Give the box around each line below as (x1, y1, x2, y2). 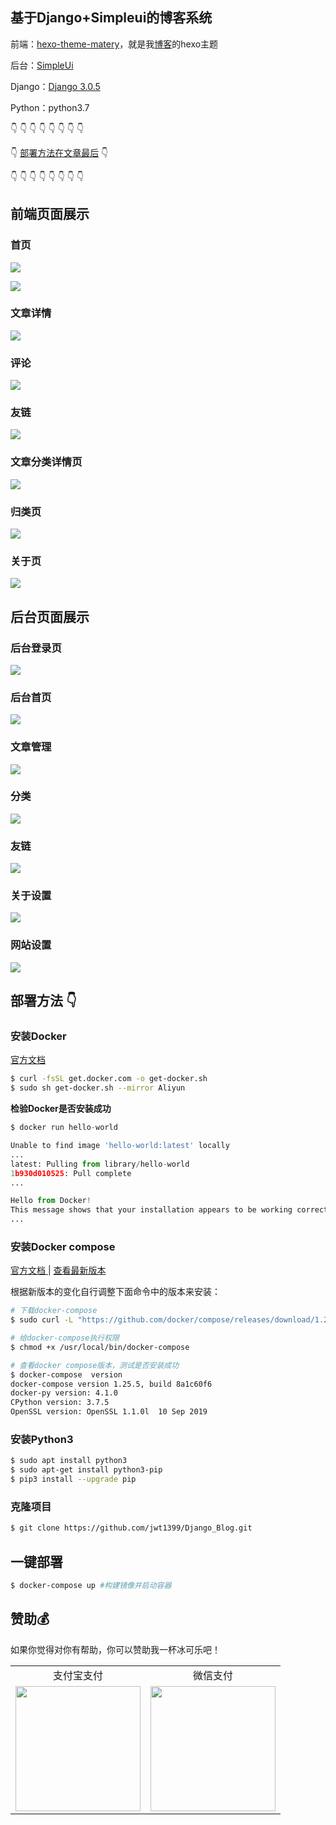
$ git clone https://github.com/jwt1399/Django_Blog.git (10, 1523, 253, 1533)
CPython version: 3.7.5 (10, 1398, 110, 1408)
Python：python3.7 (10, 101, 90, 113)
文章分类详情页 (10, 455, 83, 469)
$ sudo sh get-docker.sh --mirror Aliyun (10, 1083, 186, 1093)
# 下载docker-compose (10, 1306, 98, 1316)
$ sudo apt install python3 (10, 1456, 128, 1466)
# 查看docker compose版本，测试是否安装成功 (10, 1360, 180, 1370)
